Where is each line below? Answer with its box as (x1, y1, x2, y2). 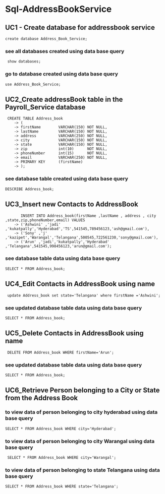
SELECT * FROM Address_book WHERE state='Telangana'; (5, 484, 119, 489)
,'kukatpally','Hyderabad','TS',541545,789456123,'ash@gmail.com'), (5, 226, 150, 231)
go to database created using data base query (5, 70, 118, 77)
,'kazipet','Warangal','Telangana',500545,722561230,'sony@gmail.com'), (5, 235, 159, 240)
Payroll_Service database (5, 103, 86, 111)
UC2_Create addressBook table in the (5, 95, 123, 104)
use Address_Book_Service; (5, 82, 61, 87)
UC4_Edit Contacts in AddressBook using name (5, 280, 155, 288)
